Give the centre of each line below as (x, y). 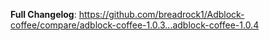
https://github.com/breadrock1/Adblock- (161, 14)
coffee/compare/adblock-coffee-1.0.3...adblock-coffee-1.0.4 (135, 25)
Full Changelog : (43, 14)
